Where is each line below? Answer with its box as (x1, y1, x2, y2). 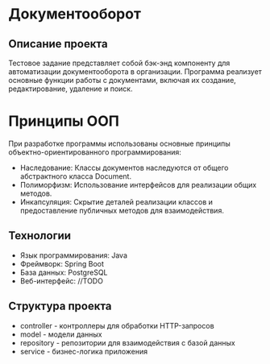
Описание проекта (8, 37, 108, 51)
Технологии (8, 229, 71, 242)
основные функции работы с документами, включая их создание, (8, 76, 236, 85)
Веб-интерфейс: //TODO (19, 275, 103, 286)
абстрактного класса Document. (19, 171, 131, 181)
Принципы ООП (8, 112, 119, 130)
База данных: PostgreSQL (19, 267, 108, 277)
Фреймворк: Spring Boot (19, 259, 105, 268)
